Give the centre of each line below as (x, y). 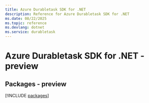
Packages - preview (36, 84)
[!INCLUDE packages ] (27, 96)
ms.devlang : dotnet (25, 28)
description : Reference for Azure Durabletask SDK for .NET (67, 14)
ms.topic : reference (26, 23)
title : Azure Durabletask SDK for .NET (46, 9)
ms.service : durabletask (30, 32)
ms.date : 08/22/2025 (26, 18)
